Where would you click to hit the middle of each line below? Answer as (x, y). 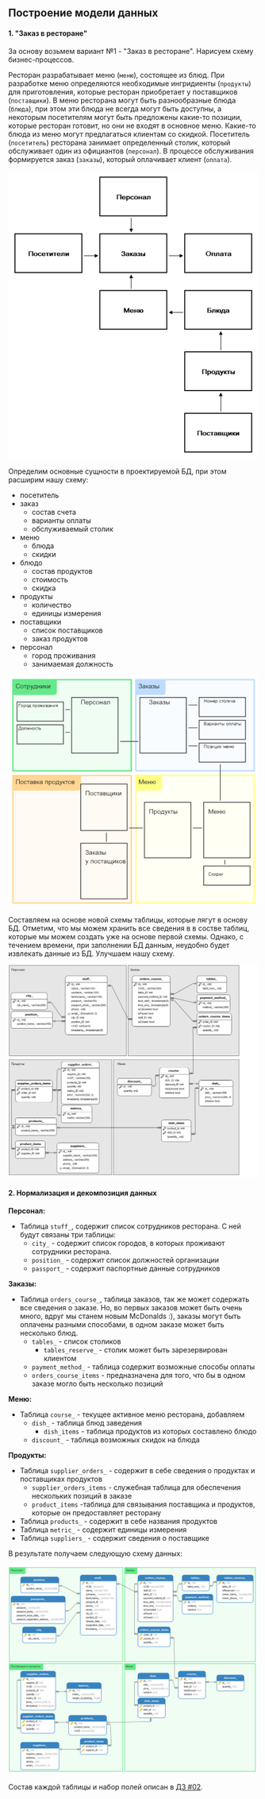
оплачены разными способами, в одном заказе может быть (122, 1324)
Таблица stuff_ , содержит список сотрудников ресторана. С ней (131, 1226)
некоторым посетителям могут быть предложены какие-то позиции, (125, 117)
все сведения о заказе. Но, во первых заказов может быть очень (131, 1307)
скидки (44, 554)
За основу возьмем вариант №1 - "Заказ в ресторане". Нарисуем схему (131, 51)
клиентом (60, 1358)
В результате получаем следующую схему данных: (96, 1553)
